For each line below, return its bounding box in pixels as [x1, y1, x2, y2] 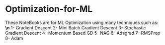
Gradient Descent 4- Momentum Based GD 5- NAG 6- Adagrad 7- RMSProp [5, 30, 161, 36]
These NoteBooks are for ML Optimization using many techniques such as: [5, 20, 159, 25]
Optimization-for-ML [5, 3, 93, 15]
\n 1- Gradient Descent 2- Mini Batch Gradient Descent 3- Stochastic [5, 24, 146, 30]
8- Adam [5, 35, 23, 41]
